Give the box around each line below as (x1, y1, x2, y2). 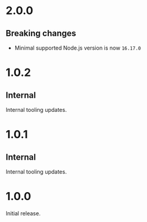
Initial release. (5, 209, 41, 217)
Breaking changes (5, 28, 77, 39)
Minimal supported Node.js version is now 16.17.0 (14, 44, 142, 51)
